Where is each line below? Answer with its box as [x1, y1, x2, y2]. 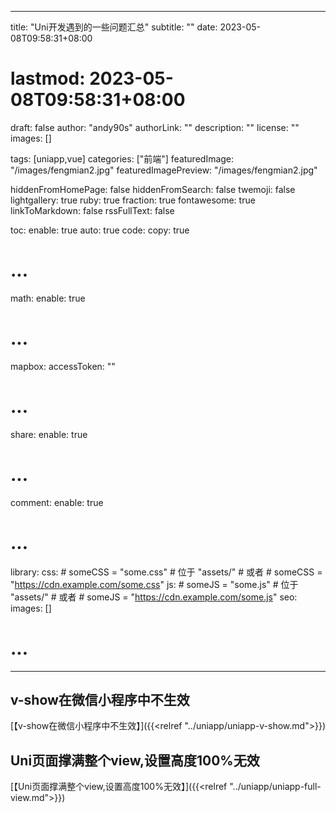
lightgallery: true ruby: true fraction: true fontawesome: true [10, 194, 256, 206]
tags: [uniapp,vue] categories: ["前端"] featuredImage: [10, 152, 235, 165]
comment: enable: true [10, 496, 104, 508]
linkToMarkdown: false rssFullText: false [10, 204, 175, 216]
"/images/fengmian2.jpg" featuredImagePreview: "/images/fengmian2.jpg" [10, 164, 318, 176]
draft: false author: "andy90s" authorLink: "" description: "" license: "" [10, 121, 300, 133]
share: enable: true [10, 428, 88, 440]
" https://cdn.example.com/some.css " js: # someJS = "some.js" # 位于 [10, 578, 299, 590]
